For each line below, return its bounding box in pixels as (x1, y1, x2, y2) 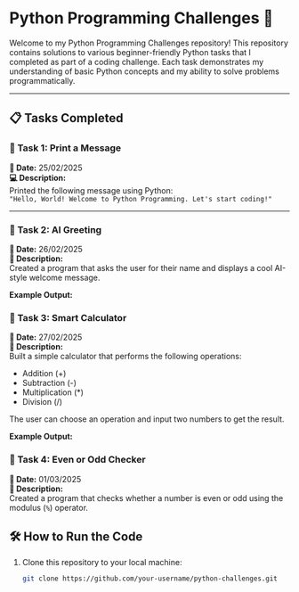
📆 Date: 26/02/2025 (9, 243, 83, 254)
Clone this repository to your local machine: (21, 557, 182, 568)
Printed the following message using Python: (9, 185, 174, 195)
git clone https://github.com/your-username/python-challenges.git (21, 574, 278, 583)
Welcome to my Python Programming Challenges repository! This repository (9, 37, 289, 48)
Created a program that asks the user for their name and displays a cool (9, 262, 273, 273)
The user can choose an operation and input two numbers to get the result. (9, 414, 285, 424)
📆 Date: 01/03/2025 (9, 473, 82, 484)
